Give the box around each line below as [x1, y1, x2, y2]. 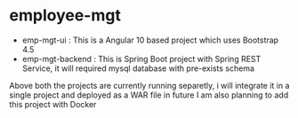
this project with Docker [9, 98, 97, 109]
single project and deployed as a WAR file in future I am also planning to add [9, 90, 289, 100]
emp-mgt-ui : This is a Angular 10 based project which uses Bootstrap [21, 35, 278, 45]
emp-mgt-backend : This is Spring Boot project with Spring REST [21, 53, 262, 64]
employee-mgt [9, 5, 122, 26]
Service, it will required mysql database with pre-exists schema [21, 63, 255, 74]
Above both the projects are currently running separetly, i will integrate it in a [9, 80, 290, 90]
